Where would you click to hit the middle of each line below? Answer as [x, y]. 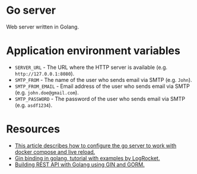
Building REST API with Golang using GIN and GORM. [80, 164]
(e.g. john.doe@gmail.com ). [47, 92]
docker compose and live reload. [55, 151]
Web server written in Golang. [42, 27]
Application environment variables [93, 51]
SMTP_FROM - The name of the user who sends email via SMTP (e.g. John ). [103, 80]
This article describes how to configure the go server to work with [96, 145]
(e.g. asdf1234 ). [33, 105]
